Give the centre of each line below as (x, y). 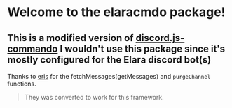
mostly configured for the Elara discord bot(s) (109, 60)
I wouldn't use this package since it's (142, 48)
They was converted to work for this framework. (94, 97)
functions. (22, 84)
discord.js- (160, 38)
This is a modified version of (70, 38)
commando (33, 48)
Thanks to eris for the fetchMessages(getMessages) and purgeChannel (109, 76)
